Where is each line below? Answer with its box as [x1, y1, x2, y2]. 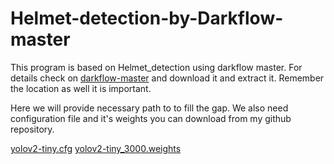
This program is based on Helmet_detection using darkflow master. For [10, 61, 303, 73]
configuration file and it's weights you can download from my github [10, 112, 292, 124]
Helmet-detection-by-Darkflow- [10, 7, 284, 30]
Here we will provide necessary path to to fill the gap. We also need [10, 102, 289, 114]
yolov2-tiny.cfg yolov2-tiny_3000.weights [10, 142, 182, 154]
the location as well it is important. [10, 82, 152, 94]
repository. [10, 123, 55, 135]
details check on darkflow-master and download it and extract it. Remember [10, 72, 325, 84]
